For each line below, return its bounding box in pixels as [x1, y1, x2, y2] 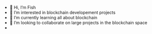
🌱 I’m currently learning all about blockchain [9, 15, 98, 20]
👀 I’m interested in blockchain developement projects [9, 10, 116, 15]
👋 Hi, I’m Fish [9, 5, 36, 10]
